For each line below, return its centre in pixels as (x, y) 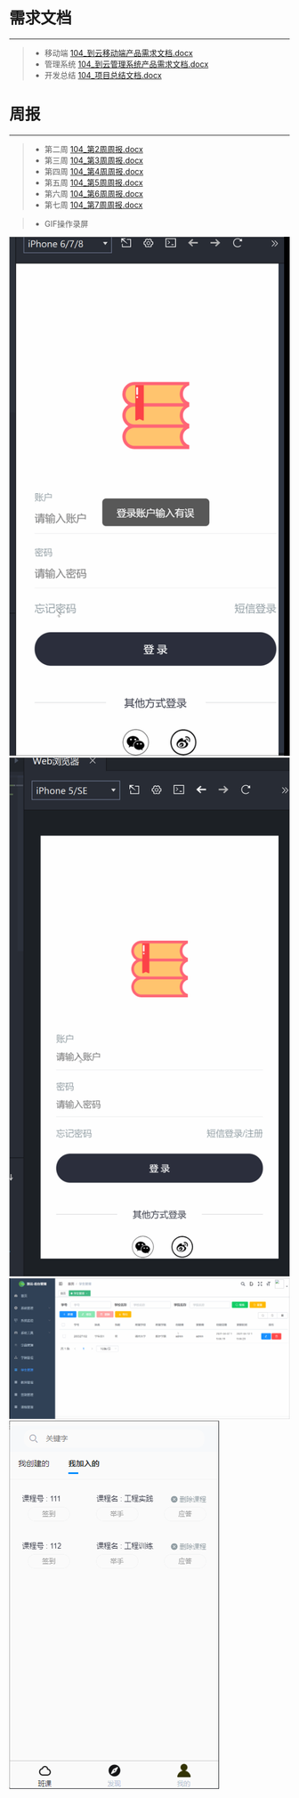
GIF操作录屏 (66, 223)
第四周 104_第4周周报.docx (94, 171)
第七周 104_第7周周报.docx (93, 205)
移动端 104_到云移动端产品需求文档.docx (118, 53)
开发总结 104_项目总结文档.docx (103, 75)
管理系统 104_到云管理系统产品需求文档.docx (126, 64)
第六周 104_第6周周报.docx (94, 193)
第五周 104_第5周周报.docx (94, 182)
